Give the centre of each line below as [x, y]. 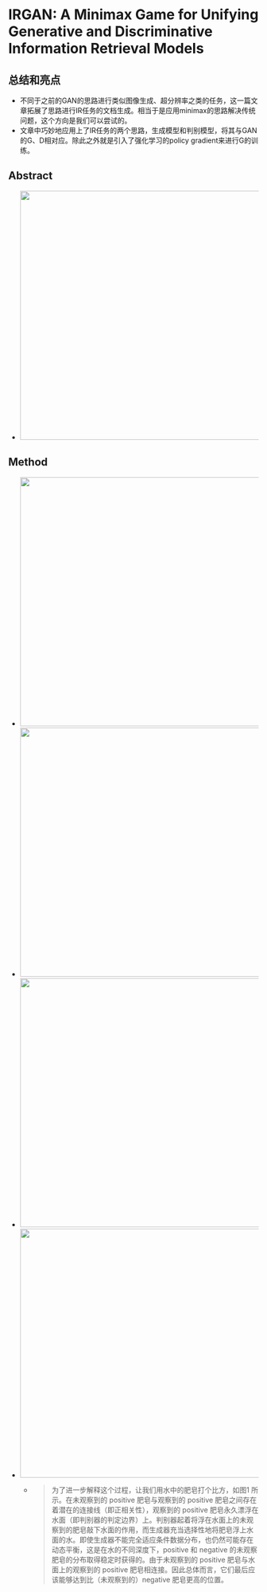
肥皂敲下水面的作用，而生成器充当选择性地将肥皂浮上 [160, 1529]
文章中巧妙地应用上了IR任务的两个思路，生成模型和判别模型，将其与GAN [138, 130]
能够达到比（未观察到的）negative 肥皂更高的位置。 [143, 1579]
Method [28, 463]
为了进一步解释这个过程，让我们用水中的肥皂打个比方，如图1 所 [155, 1490]
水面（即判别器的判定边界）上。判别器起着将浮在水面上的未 [149, 1519]
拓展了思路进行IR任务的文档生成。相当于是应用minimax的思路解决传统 [141, 110]
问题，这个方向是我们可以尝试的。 [75, 120]
